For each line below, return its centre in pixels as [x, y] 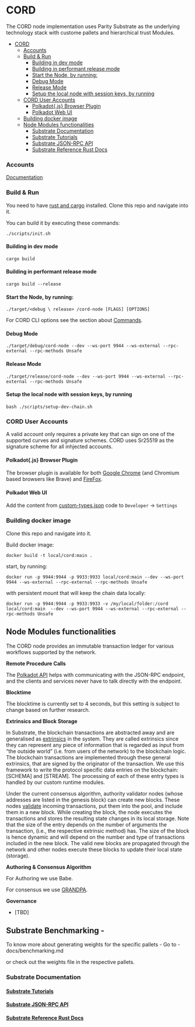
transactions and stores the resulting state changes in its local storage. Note [98, 818]
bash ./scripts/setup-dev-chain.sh [49, 407]
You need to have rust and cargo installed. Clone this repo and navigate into [97, 205]
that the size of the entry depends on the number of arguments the [87, 824]
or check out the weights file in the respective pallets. [71, 962]
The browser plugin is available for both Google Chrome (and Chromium [93, 473]
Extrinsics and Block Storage [42, 721]
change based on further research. [48, 710]
